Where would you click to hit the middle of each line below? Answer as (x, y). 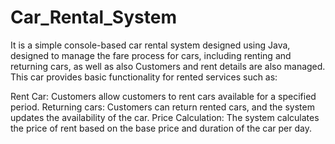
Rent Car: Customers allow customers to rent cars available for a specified (163, 96)
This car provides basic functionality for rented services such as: (144, 77)
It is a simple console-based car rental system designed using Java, (150, 45)
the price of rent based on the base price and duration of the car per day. (161, 128)
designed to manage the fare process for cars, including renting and (151, 55)
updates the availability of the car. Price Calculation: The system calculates (165, 117)
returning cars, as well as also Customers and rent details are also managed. (168, 66)
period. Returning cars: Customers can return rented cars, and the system (162, 107)
